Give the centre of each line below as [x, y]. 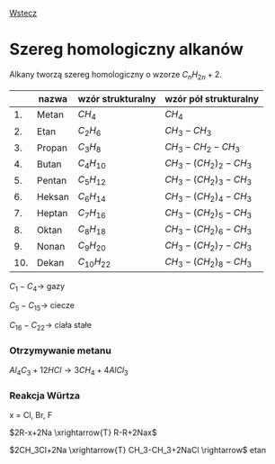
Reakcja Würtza [45, 396]
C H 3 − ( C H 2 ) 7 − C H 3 [208, 246]
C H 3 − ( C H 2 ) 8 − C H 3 [208, 263]
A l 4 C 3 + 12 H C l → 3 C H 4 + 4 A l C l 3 [69, 371]
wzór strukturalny [117, 98]
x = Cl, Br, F [31, 415]
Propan [53, 148]
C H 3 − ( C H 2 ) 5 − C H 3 [208, 214]
